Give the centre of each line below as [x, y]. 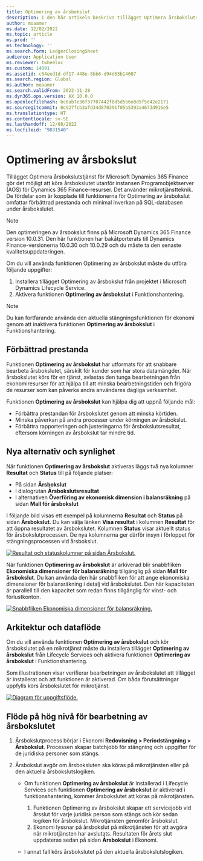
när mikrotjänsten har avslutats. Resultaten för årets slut [102, 834]
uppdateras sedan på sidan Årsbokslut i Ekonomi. [95, 840]
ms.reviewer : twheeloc [35, 62]
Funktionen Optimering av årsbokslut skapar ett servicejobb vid [112, 808]
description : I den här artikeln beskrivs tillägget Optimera [86, 18]
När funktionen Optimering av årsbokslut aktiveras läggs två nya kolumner [100, 466]
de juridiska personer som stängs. [57, 753]
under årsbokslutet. [31, 209]
